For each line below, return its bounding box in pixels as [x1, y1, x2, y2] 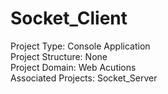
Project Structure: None [10, 50, 108, 62]
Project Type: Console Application [10, 40, 151, 52]
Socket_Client [10, 7, 128, 30]
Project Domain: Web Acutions [10, 61, 137, 73]
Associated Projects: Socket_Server [10, 72, 158, 84]
